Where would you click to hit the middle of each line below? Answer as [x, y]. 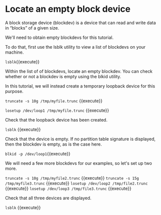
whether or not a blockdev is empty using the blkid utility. [63, 76]
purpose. [14, 91]
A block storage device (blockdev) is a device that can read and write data [80, 23]
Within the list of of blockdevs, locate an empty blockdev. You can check [79, 71]
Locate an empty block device [68, 9]
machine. [15, 52]
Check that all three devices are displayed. [48, 198]
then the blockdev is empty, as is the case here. [53, 144]
